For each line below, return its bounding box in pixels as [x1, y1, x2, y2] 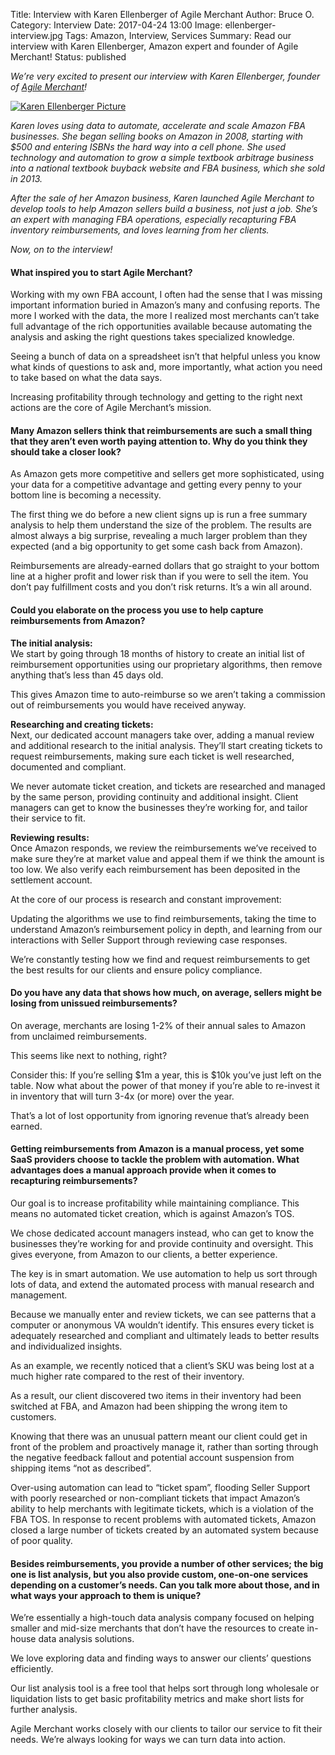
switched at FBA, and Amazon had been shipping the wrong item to [10, 1400, 288, 1413]
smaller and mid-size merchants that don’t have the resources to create [10, 1622, 305, 1634]
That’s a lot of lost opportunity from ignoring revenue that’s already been [10, 1109, 310, 1121]
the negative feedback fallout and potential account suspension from [10, 1452, 295, 1464]
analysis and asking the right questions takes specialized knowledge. [10, 331, 295, 343]
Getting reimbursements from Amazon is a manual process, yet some [10, 1143, 305, 1155]
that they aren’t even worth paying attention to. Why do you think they [10, 435, 308, 447]
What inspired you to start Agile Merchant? [10, 266, 193, 278]
